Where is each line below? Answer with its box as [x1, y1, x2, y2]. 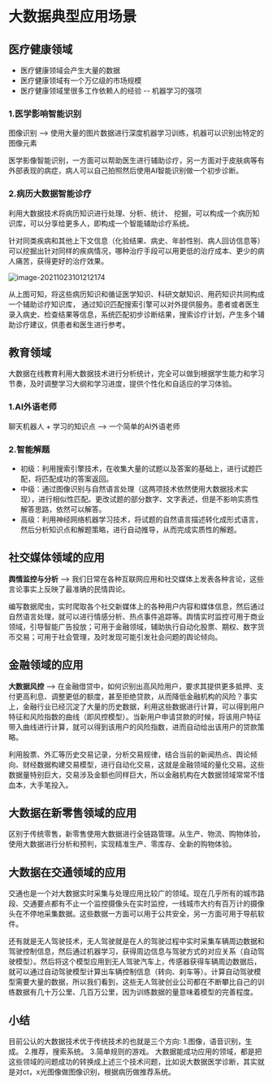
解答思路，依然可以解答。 [19, 505, 106, 514]
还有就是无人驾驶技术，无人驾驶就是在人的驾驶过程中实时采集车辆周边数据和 [8, 937, 265, 946]
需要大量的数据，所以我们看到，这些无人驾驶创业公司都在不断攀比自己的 [15, 977, 258, 987]
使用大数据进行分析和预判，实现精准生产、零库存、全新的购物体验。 [8, 839, 236, 849]
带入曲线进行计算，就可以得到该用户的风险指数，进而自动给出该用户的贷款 [8, 722, 258, 732]
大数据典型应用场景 [8, 7, 137, 26]
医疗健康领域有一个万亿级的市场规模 [19, 76, 142, 85]
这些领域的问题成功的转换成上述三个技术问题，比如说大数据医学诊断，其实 [8, 1057, 258, 1067]
